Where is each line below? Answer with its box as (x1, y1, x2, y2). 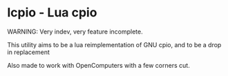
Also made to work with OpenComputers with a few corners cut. (7, 61, 190, 69)
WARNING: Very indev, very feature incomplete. (7, 27, 143, 36)
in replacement (7, 48, 50, 56)
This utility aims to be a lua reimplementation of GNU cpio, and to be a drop (7, 40, 222, 49)
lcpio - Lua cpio (7, 5, 97, 21)
